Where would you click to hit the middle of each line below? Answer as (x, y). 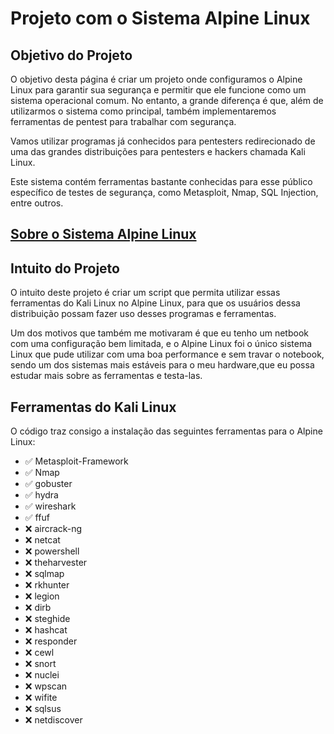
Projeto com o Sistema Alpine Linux (160, 18)
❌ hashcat (46, 630)
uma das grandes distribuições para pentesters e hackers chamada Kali (158, 151)
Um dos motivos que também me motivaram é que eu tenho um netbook (159, 333)
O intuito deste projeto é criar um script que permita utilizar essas (145, 293)
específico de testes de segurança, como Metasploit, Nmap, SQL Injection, (164, 192)
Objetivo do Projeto (71, 55)
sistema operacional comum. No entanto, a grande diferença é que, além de (167, 100)
